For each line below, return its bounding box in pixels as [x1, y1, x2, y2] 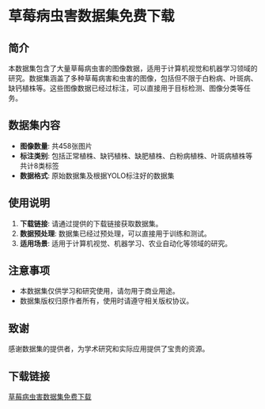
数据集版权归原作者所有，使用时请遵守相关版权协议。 [19, 296, 194, 305]
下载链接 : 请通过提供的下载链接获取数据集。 [19, 218, 163, 228]
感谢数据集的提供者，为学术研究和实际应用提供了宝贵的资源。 [8, 344, 210, 354]
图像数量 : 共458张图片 [19, 141, 93, 150]
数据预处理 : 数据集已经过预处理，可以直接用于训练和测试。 [19, 229, 211, 238]
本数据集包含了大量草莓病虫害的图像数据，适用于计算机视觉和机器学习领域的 [8, 64, 258, 73]
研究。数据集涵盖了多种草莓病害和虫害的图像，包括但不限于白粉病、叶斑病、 [8, 74, 258, 83]
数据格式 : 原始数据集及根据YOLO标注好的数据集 [19, 171, 175, 180]
